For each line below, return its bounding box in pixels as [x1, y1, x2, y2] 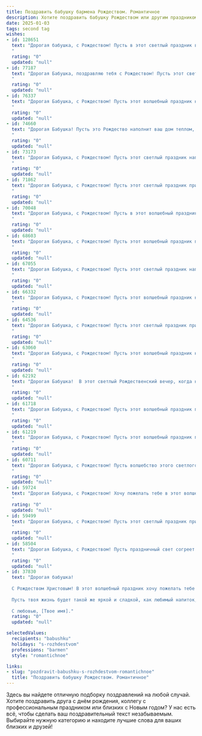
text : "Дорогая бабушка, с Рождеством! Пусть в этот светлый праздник [11, 43, 192, 49]
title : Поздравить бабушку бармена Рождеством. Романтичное [6, 8, 161, 15]
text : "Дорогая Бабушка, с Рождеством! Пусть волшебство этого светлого [11, 462, 198, 469]
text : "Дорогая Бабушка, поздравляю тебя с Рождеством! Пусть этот [11, 70, 185, 76]
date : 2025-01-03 [6, 20, 50, 26]
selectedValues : [6, 630, 47, 636]
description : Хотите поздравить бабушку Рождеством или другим [6, 14, 168, 20]
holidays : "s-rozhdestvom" [11, 641, 79, 647]
